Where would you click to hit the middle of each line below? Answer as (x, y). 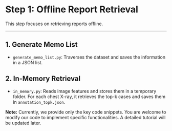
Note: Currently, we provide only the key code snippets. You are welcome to (86, 112)
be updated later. (23, 123)
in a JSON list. (28, 62)
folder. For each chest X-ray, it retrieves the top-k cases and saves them (89, 97)
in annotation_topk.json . (39, 102)
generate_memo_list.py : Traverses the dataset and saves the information (89, 57)
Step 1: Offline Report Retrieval (72, 10)
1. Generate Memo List (41, 45)
